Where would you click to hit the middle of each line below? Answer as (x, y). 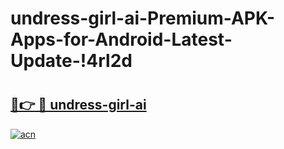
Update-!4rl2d (71, 61)
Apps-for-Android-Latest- (121, 39)
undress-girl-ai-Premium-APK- (143, 18)
